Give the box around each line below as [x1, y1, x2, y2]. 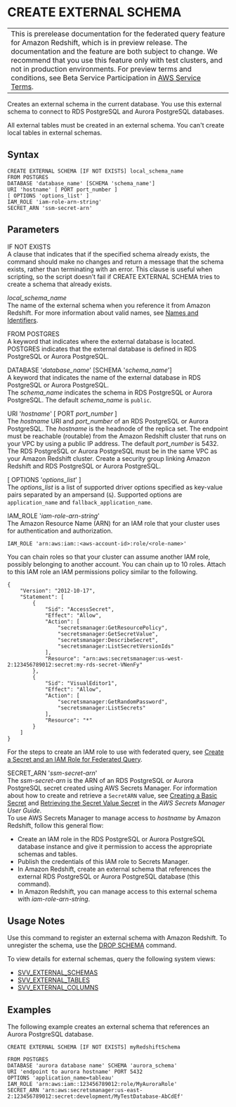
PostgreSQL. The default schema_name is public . [7, 395, 152, 404]
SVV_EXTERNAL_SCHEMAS [17, 968, 98, 977]
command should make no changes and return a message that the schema [7, 257, 224, 266]
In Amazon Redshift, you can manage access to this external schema [17, 887, 218, 896]
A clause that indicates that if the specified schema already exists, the [7, 249, 210, 258]
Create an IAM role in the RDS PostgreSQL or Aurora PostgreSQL [17, 834, 206, 843]
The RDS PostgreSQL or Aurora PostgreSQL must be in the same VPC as [7, 447, 218, 455]
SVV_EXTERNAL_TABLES [17, 976, 90, 984]
